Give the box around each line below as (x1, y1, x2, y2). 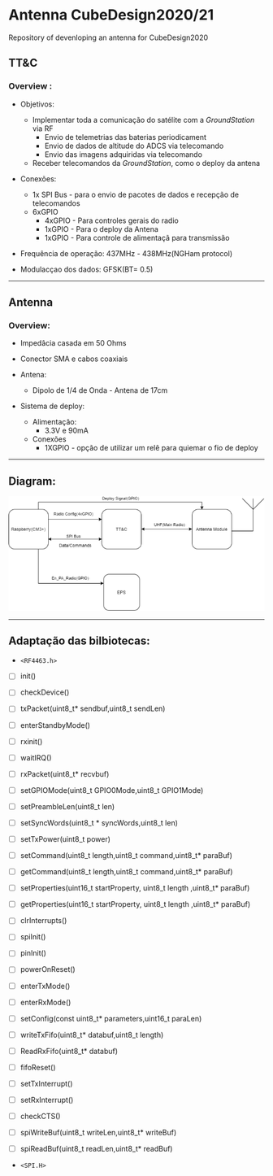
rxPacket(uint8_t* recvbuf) (19, 769, 110, 778)
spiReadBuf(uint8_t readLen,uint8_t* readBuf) (19, 1144, 173, 1154)
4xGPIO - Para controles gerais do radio (44, 216, 179, 225)
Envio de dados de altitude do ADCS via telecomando (44, 141, 224, 150)
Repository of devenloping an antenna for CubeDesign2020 (8, 33, 209, 42)
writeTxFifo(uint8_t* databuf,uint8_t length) (19, 1030, 164, 1039)
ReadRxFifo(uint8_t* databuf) (19, 1046, 119, 1056)
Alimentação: (32, 417, 77, 427)
